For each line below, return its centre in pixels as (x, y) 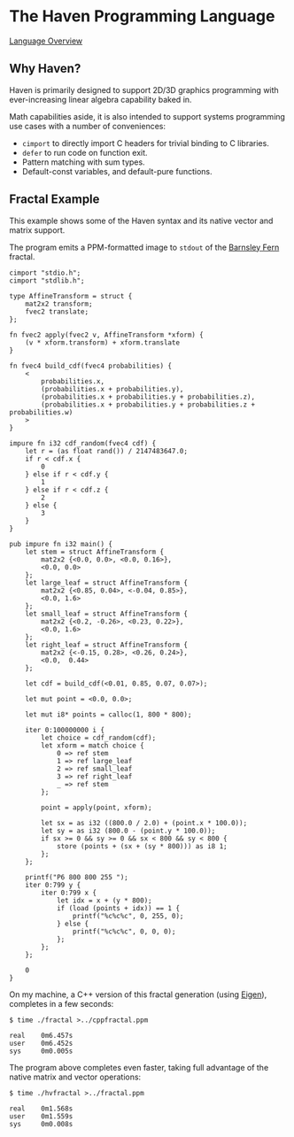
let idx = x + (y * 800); (104, 901)
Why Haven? (45, 69)
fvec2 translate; (57, 312)
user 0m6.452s (41, 1043)
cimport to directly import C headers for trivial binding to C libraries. (146, 143)
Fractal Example (54, 200)
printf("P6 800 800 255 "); (77, 877)
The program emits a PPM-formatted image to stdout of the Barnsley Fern (144, 247)
